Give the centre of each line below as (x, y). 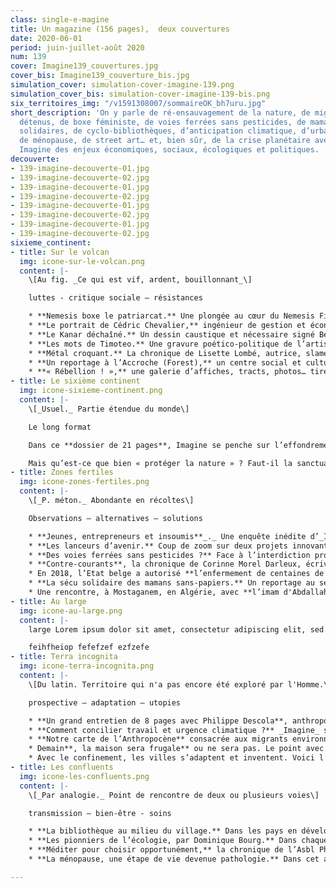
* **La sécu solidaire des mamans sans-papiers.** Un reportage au (171, 583)
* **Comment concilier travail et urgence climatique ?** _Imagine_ (174, 730)
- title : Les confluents (62, 767)
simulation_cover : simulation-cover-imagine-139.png (122, 85)
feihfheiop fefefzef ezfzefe (89, 647)
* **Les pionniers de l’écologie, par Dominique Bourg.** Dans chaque (178, 841)
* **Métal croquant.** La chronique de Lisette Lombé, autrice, (165, 353)
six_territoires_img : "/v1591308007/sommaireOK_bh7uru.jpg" (138, 103)
